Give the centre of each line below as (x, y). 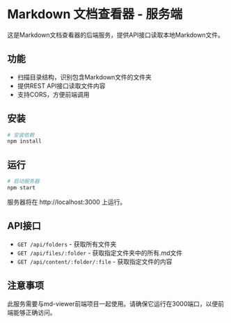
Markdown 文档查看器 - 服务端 (95, 14)
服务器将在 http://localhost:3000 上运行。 (67, 202)
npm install (24, 141)
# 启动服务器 (23, 182)
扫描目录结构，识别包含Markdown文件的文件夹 (84, 77)
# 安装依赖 (21, 135)
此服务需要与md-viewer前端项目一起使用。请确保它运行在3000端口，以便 (113, 304)
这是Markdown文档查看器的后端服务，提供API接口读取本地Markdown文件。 (115, 35)
